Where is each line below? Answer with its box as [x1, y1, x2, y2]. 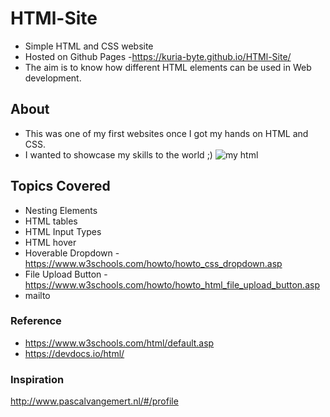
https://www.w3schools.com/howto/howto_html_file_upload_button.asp [24, 278, 320, 291]
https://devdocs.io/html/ [24, 347, 125, 359]
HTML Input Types [24, 225, 102, 237]
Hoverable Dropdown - [24, 247, 120, 259]
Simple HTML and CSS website [24, 40, 154, 52]
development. [24, 72, 82, 84]
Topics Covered [10, 178, 111, 195]
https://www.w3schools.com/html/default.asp [24, 337, 215, 349]
